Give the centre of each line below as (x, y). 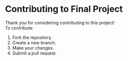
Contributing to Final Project (64, 9)
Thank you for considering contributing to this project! (60, 23)
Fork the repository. (32, 37)
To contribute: (19, 28)
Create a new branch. (34, 42)
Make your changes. (33, 48)
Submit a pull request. (34, 53)
